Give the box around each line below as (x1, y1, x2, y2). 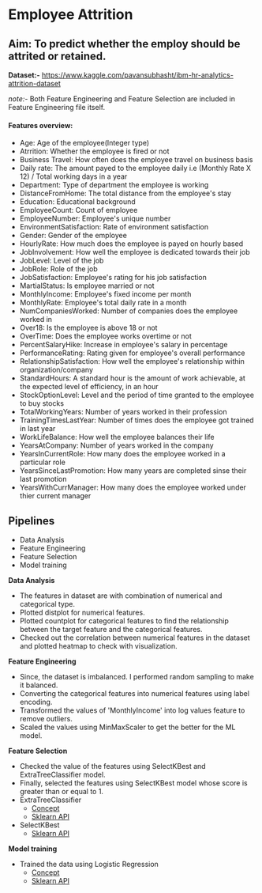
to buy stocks (19, 399, 65, 408)
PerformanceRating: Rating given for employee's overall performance (19, 348, 245, 358)
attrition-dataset (8, 79, 61, 88)
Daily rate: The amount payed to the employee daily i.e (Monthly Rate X (19, 164, 251, 173)
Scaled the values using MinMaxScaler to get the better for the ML (19, 722, 236, 732)
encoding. (19, 698, 53, 707)
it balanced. (19, 680, 58, 690)
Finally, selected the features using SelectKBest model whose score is (19, 778, 248, 788)
